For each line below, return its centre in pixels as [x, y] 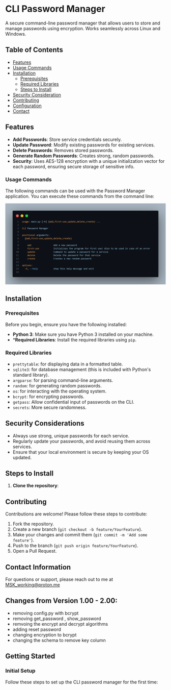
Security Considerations [45, 423]
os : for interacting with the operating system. [60, 391]
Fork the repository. [33, 524]
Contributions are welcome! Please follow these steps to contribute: [76, 514]
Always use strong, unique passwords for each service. [71, 436]
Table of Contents [34, 50]
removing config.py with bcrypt [46, 613]
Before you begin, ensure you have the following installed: [66, 324]
